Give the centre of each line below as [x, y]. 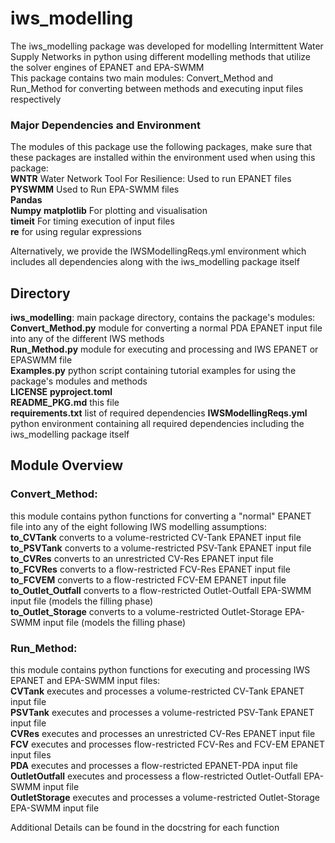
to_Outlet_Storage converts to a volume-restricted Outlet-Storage [146, 611]
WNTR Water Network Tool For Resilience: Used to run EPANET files [151, 179]
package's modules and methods [79, 381]
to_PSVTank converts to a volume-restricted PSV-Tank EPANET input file [161, 548]
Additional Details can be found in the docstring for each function [145, 828]
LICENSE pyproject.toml [61, 392]
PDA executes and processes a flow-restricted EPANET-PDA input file [154, 766]
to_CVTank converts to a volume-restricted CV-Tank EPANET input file [156, 537]
